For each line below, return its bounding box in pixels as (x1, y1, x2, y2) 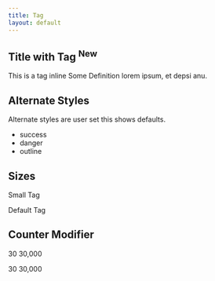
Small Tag (8, 190, 41, 199)
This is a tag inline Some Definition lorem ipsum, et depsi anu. (8, 71, 208, 81)
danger (19, 138, 43, 148)
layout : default (8, 19, 61, 27)
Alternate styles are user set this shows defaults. (8, 115, 166, 124)
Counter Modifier (8, 228, 94, 242)
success (19, 130, 47, 140)
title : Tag (8, 11, 44, 20)
